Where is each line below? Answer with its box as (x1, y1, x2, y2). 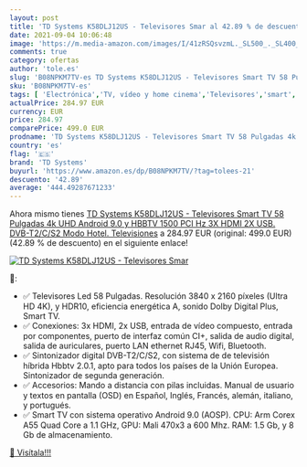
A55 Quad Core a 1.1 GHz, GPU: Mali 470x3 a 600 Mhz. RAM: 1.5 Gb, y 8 (22, 419, 294, 430)
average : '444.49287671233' (9, 184, 117, 193)
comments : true (9, 48, 68, 57)
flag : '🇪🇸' (9, 149, 55, 158)
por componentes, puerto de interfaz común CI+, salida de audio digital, (22, 331, 295, 342)
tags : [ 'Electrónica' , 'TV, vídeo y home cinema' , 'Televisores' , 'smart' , (9, 90, 297, 99)
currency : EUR (9, 107, 64, 116)
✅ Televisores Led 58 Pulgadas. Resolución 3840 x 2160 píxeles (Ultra (22, 291, 288, 302)
